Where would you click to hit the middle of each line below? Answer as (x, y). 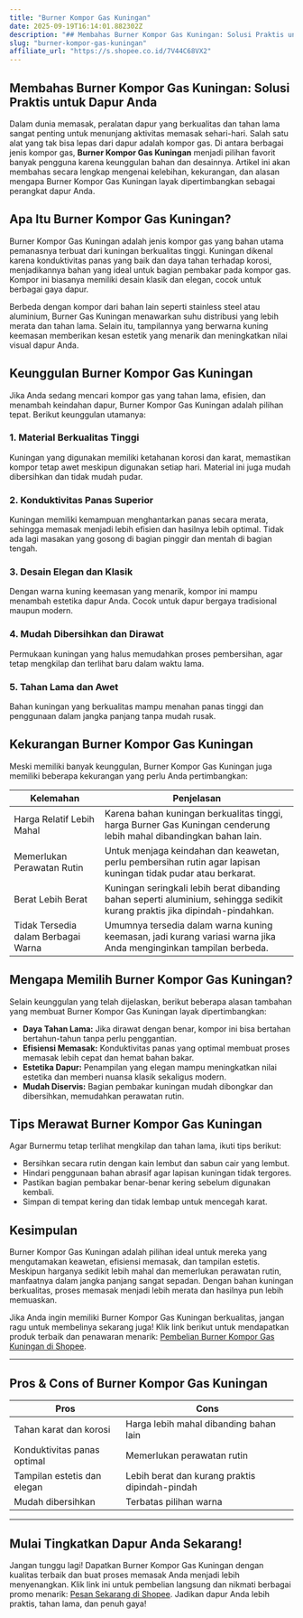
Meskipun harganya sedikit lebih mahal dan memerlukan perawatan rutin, (146, 1271)
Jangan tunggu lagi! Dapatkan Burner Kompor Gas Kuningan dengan (137, 1565)
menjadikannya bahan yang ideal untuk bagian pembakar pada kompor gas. (150, 270)
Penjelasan (197, 798)
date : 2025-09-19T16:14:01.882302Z (76, 26)
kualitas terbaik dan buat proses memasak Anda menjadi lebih (125, 1575)
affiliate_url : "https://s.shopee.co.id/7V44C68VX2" (110, 51)
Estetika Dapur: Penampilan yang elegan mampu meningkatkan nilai (150, 1067)
